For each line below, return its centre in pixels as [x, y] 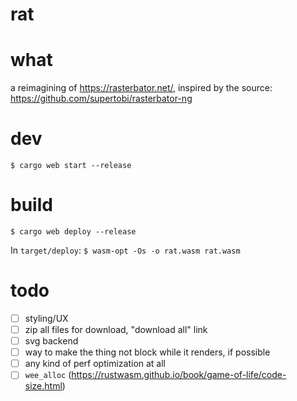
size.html [43, 386]
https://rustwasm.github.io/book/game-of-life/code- [179, 375]
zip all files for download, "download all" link [116, 329]
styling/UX [46, 318]
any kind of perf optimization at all [95, 364]
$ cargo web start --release [71, 166]
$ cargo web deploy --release [73, 232]
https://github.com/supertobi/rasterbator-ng [101, 99]
